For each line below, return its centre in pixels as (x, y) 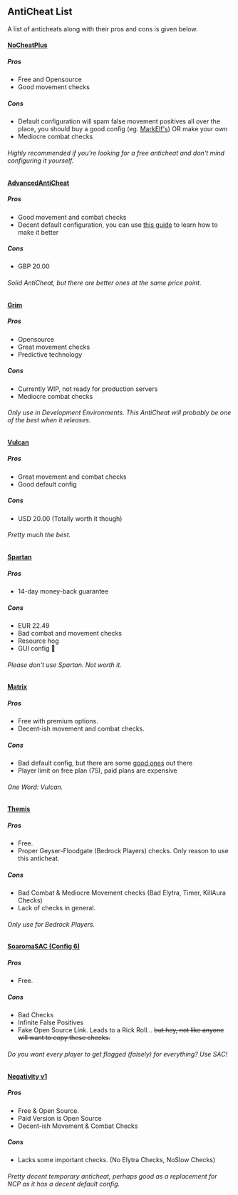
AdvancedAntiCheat (38, 183)
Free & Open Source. (48, 1110)
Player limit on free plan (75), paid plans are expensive (98, 771)
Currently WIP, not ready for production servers (88, 389)
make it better (38, 232)
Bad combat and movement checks (70, 633)
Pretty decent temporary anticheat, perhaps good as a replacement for (112, 1176)
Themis (19, 809)
